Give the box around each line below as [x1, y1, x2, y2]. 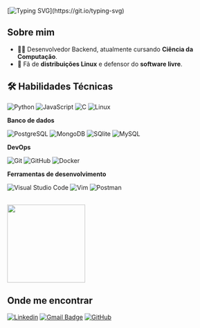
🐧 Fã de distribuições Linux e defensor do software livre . [17, 60, 183, 68]
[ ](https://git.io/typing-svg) [7, 7, 125, 15]
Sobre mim [7, 26, 55, 38]
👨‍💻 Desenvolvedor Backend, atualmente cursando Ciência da [17, 45, 194, 53]
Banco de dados [7, 116, 55, 124]
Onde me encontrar [7, 295, 93, 307]
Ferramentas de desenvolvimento [7, 170, 107, 178]
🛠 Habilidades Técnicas [7, 80, 113, 93]
